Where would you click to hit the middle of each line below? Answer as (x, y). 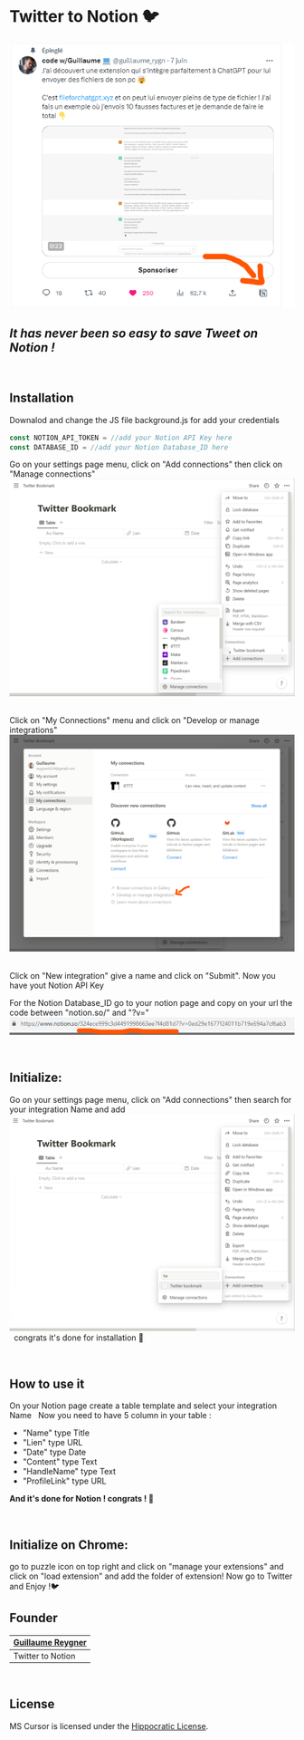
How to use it (47, 1383)
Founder (34, 1618)
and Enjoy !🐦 (34, 1587)
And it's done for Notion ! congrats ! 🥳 (81, 1499)
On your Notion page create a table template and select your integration (143, 1406)
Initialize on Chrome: (69, 1545)
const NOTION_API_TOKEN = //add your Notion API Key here (121, 438)
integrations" (33, 730)
